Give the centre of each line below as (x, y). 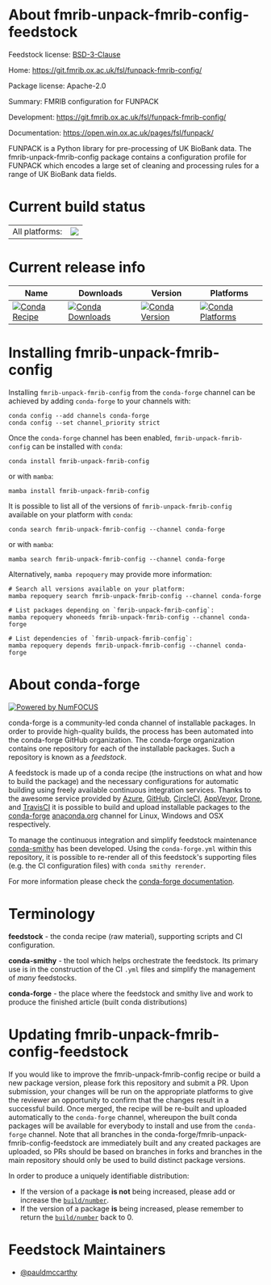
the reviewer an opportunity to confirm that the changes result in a (119, 1100)
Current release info (77, 268)
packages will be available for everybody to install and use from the (121, 1126)
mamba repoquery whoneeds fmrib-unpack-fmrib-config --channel (117, 617)
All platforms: (38, 231)
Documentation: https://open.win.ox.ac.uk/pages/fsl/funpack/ (111, 133)
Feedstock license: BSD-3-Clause (65, 54)
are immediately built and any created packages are (175, 1143)
